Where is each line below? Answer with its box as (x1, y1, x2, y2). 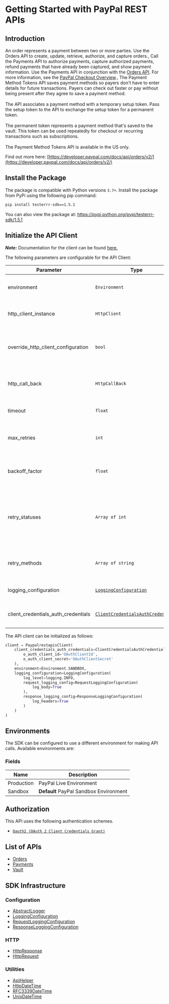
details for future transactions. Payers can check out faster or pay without (5, 85, 158, 91)
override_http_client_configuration (8, 344, 89, 351)
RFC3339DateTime (12, 988, 52, 994)
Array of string (95, 560, 134, 566)
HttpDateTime (12, 982, 42, 988)
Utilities (5, 966, 25, 973)
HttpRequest (12, 953, 39, 959)
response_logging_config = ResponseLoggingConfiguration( (23, 694, 143, 699)
